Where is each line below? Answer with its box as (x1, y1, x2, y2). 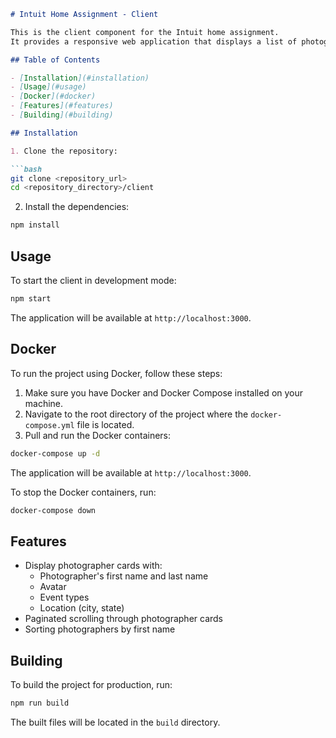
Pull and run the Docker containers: (24, 429, 172, 441)
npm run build (10, 698, 70, 708)
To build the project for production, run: (10, 679, 173, 690)
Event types (39, 591, 90, 604)
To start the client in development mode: (10, 274, 177, 286)
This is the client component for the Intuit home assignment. (10, 27, 280, 37)
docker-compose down (10, 505, 97, 515)
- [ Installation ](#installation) (10, 73, 150, 83)
